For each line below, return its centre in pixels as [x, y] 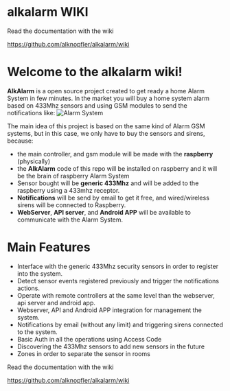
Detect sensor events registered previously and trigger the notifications [118, 281]
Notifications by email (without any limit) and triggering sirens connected [120, 324]
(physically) [34, 161]
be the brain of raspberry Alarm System [73, 176]
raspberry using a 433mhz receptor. [68, 190]
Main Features [49, 247]
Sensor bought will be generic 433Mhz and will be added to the [108, 183]
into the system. [40, 273]
